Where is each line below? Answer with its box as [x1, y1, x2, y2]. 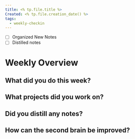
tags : [5, 16, 16, 21]
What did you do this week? [5, 76, 91, 84]
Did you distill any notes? [5, 109, 83, 118]
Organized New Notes [12, 34, 57, 40]
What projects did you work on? [5, 93, 104, 101]
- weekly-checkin [9, 20, 45, 26]
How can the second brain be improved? [5, 126, 130, 135]
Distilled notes [12, 40, 41, 45]
